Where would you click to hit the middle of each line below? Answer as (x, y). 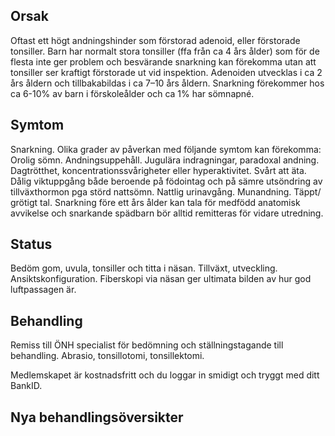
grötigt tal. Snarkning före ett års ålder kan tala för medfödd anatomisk (155, 202)
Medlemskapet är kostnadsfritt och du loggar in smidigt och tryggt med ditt (165, 375)
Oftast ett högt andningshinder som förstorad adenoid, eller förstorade (155, 40)
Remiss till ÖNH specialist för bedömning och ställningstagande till (147, 345)
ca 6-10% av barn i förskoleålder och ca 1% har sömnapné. (132, 93)
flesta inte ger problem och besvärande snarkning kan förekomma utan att (163, 61)
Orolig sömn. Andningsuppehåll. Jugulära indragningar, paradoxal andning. (165, 160)
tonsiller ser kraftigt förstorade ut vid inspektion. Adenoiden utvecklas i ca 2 (166, 72)
